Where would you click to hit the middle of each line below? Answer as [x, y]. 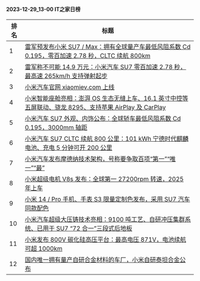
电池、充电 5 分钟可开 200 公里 [68, 148]
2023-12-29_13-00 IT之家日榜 [43, 9]
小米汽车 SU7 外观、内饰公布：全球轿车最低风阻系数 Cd [103, 118]
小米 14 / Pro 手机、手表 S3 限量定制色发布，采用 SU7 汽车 [107, 199]
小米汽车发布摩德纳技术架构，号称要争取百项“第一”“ [97, 159]
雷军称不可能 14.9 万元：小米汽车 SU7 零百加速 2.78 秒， [105, 67]
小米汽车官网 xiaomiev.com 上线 [70, 87]
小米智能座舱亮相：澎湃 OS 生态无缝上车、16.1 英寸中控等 [107, 99]
